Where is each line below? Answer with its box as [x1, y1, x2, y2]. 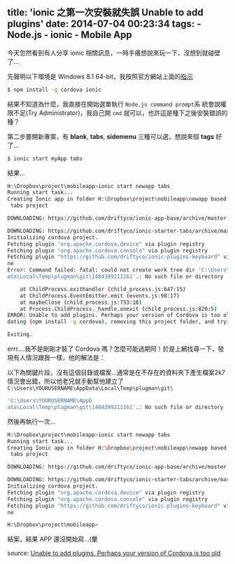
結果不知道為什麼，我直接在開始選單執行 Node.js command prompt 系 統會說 [7, 100, 221, 108]
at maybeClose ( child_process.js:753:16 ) [20, 299, 142, 306]
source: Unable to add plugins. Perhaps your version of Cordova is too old [7, 549, 221, 558]
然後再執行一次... [7, 417, 56, 426]
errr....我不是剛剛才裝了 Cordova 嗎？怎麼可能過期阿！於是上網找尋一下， [7, 344, 218, 353]
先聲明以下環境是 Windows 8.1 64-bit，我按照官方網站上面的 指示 [7, 72, 194, 81]
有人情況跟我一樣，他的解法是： [13, 354, 106, 362]
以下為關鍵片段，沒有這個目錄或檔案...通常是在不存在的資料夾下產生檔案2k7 [7, 368, 226, 377]
